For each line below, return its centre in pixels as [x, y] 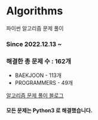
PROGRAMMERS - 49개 [44, 83]
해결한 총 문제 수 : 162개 [39, 61]
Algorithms [35, 11]
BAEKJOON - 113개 [38, 75]
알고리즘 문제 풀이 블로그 [35, 96]
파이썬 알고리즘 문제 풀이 [35, 28]
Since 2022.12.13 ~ [34, 44]
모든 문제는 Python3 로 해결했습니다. [49, 110]
